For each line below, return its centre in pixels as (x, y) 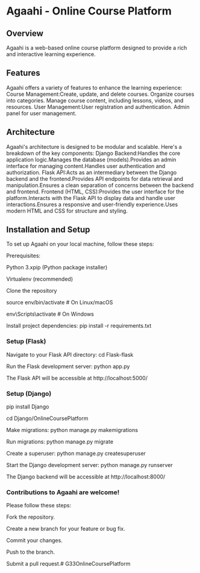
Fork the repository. (31, 517)
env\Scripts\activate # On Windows (50, 314)
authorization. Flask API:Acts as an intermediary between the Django (92, 172)
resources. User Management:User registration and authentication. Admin (98, 107)
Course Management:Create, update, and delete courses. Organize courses (100, 94)
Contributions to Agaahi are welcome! (63, 492)
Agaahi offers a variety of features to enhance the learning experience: (94, 87)
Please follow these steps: (39, 506)
